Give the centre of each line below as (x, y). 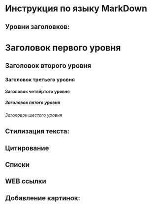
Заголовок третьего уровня (40, 80)
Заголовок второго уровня (48, 66)
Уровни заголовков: (37, 27)
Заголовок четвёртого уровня (38, 91)
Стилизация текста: (37, 131)
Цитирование (27, 148)
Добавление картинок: (43, 198)
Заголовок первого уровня (63, 48)
